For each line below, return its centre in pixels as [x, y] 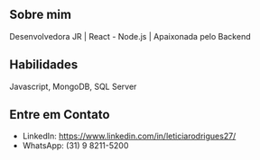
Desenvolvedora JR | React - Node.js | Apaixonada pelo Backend [130, 36]
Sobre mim [41, 15]
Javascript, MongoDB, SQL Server [73, 86]
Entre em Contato [60, 115]
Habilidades [44, 65]
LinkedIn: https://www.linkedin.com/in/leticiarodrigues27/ [129, 136]
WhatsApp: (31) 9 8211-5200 [75, 146]
